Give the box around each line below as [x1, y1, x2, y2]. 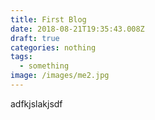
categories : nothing [10, 42, 97, 53]
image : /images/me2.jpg [10, 71, 110, 81]
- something [19, 61, 70, 71]
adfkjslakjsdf [10, 97, 63, 110]
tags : [10, 52, 33, 62]
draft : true [10, 33, 60, 43]
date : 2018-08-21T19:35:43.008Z [10, 24, 145, 34]
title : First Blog [10, 14, 87, 25]
